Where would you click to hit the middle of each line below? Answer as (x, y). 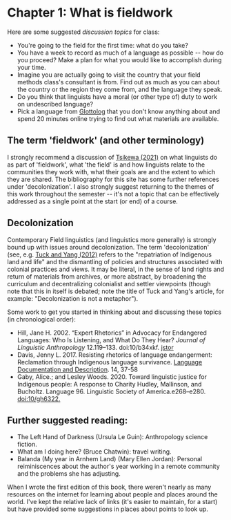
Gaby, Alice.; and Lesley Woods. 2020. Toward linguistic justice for (112, 377)
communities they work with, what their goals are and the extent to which (111, 171)
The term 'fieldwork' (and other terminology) (106, 141)
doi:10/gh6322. (39, 398)
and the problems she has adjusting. (69, 474)
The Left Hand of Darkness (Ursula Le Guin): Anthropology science (112, 437)
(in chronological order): (41, 319)
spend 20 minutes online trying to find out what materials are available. (118, 118)
